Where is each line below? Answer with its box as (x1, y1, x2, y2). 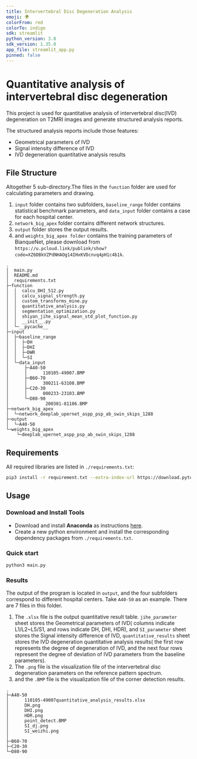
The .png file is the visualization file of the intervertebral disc (14, 663, 161, 670)
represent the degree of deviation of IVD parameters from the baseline (14, 651, 185, 658)
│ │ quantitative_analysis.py (6, 303, 85, 309)
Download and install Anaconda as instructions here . (14, 522, 143, 529)
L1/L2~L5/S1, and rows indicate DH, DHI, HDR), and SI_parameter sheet (14, 626, 186, 633)
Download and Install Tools (6, 508, 85, 517)
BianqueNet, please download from (14, 238, 100, 245)
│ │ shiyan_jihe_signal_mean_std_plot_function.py (6, 313, 138, 320)
